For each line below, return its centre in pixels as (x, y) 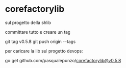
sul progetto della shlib (28, 23)
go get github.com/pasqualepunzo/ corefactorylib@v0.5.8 (63, 60)
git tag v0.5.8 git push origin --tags (40, 41)
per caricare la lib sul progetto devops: (44, 51)
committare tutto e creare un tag (38, 32)
